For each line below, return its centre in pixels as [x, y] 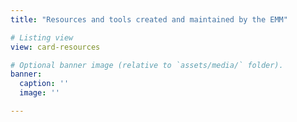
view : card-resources [55, 47]
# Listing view [42, 37]
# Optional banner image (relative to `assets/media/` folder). [147, 65]
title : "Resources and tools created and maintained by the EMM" [149, 19]
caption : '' [44, 84]
